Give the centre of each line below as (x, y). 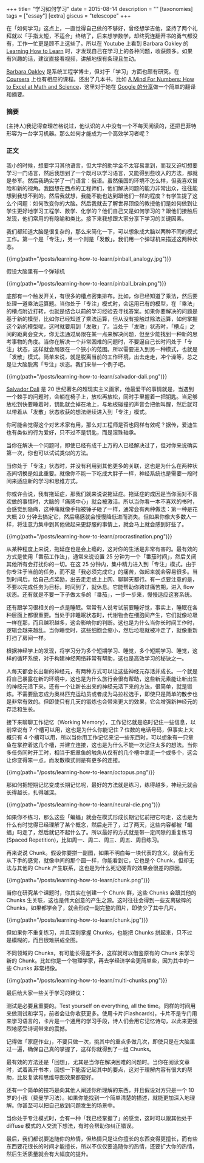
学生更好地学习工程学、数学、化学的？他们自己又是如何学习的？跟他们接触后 (102, 211)
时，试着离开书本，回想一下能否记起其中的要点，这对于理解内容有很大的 (97, 1069)
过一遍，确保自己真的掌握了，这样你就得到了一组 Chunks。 (80, 1049)
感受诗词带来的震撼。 (43, 1028)
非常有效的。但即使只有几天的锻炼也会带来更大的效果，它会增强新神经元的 (104, 701)
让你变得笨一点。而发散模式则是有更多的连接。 (65, 760)
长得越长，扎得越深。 (33, 792)
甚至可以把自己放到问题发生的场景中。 (70, 1105)
